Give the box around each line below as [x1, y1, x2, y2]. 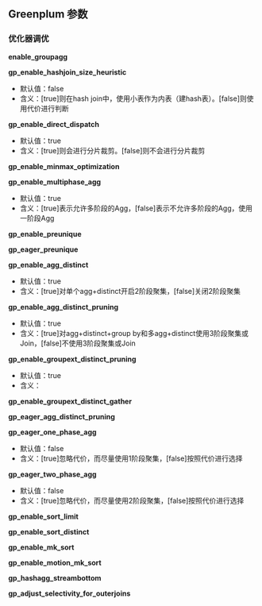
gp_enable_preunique [8, 229, 82, 238]
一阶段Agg [19, 213, 55, 222]
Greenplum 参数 [8, 7, 89, 21]
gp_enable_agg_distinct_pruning [8, 302, 119, 311]
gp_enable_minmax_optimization [8, 161, 120, 171]
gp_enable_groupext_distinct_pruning [8, 354, 137, 364]
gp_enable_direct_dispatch [8, 119, 99, 129]
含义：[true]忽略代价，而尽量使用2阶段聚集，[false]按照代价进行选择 [19, 496, 245, 505]
